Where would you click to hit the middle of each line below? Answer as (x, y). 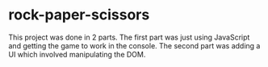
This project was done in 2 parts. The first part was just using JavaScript (129, 37)
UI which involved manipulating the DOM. (77, 54)
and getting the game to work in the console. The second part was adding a (134, 45)
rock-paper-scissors (79, 15)
